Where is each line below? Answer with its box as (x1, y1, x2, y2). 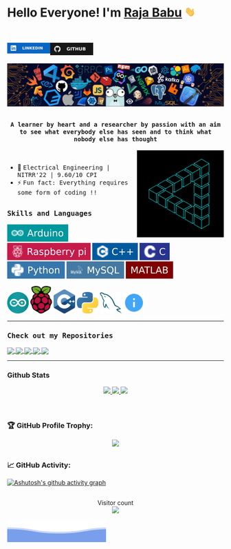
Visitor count (97, 498, 134, 507)
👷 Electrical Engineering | (16, 163, 111, 172)
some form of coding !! (16, 189, 98, 197)
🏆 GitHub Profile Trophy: (7, 421, 93, 431)
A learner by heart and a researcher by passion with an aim (10, 121, 221, 128)
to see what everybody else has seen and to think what (19, 127, 212, 136)
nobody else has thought (74, 135, 157, 143)
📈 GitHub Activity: (7, 460, 71, 470)
